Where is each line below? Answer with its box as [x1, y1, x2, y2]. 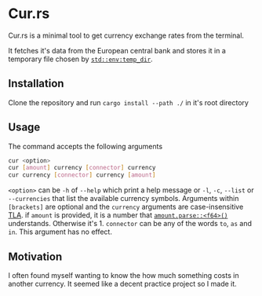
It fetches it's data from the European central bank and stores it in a [8, 46, 226, 55]
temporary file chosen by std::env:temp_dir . [8, 54, 153, 64]
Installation [8, 77, 64, 90]
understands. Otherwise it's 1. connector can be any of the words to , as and [8, 219, 253, 228]
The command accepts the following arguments [8, 141, 163, 151]
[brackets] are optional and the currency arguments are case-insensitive [8, 202, 244, 212]
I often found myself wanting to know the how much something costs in [8, 271, 239, 280]
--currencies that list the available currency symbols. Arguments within [8, 194, 239, 203]
